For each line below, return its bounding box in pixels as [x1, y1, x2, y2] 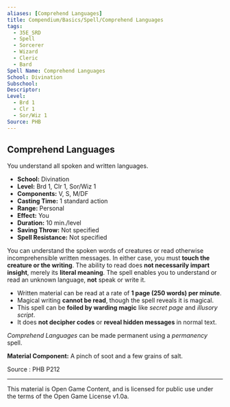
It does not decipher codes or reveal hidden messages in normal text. [16, 318, 217, 326]
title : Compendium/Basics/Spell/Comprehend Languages [7, 16, 164, 23]
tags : [7, 23, 23, 29]
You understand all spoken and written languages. [7, 162, 149, 170]
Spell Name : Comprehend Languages [7, 67, 106, 74]
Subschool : [7, 80, 38, 87]
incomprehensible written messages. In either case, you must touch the [7, 254, 210, 262]
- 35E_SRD [13, 29, 41, 36]
